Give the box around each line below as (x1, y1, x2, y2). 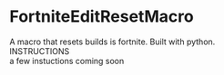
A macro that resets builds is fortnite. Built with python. (9, 36, 216, 47)
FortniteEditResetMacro (9, 6, 194, 27)
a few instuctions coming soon (9, 55, 125, 66)
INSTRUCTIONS (9, 45, 70, 56)
